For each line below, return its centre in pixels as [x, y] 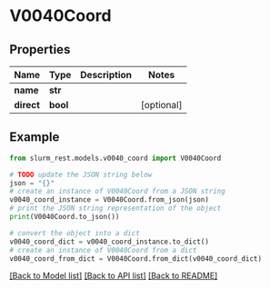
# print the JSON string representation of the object [115, 209]
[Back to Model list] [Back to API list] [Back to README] [114, 276]
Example [35, 137]
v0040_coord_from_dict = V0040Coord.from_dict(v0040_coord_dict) [135, 259]
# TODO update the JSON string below [81, 174]
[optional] [161, 105]
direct [27, 105]
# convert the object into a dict [75, 233]
